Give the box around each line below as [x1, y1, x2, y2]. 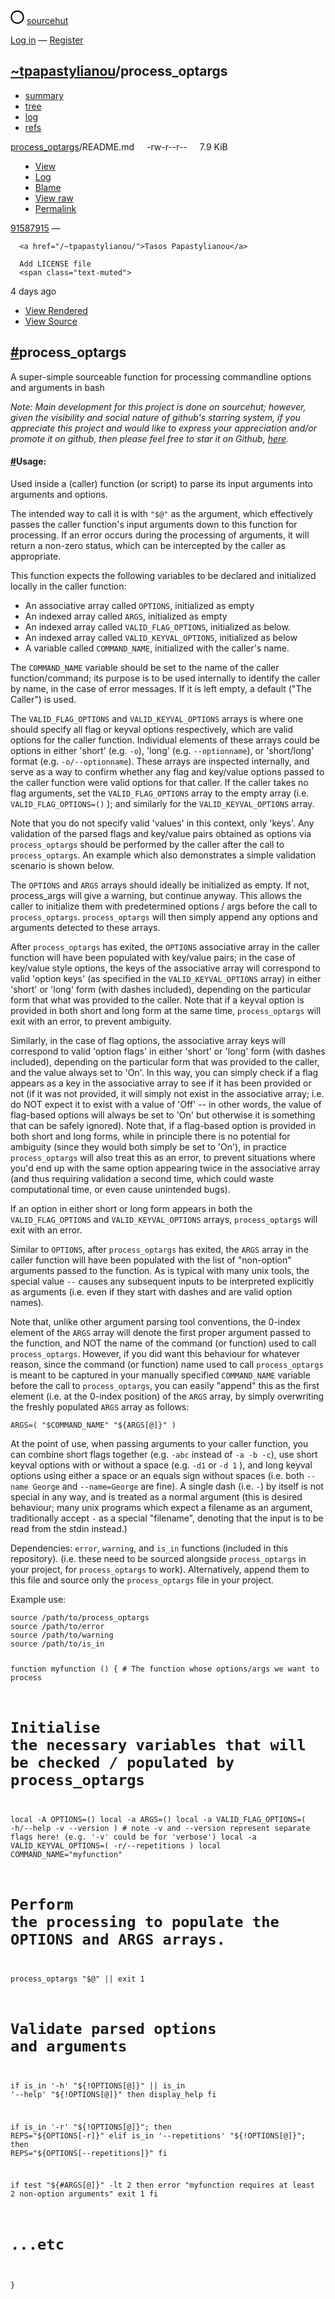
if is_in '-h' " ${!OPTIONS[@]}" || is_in [10, 2080, 186, 2091]
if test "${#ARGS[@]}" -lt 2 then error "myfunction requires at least [10, 2180, 315, 2191]
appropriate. [10, 550, 62, 562]
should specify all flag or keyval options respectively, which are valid [10, 723, 294, 735]
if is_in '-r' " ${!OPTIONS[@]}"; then [10, 2122, 172, 2132]
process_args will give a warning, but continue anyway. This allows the [10, 889, 302, 901]
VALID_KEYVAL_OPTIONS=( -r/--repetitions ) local [10, 1840, 222, 1851]
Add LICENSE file [19, 259, 92, 269]
